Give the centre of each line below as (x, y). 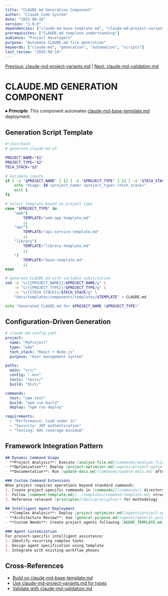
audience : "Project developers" (39, 38)
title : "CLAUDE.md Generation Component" (49, 10)
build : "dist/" (25, 384)
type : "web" (22, 347)
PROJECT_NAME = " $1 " (24, 158)
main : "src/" (23, 370)
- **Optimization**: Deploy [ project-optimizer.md (59, 467)
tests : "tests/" (26, 380)
